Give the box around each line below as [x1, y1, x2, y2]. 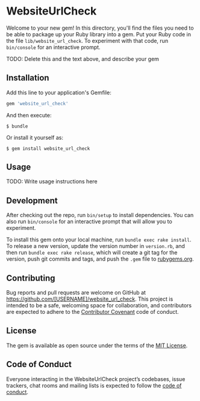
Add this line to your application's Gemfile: [6, 89, 111, 96]
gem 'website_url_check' [6, 100, 69, 106]
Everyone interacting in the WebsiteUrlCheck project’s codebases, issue [6, 375, 186, 382]
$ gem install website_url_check [6, 145, 90, 152]
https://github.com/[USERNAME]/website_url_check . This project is [6, 295, 173, 303]
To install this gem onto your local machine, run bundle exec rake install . [6, 236, 192, 243]
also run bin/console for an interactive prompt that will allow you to [6, 218, 173, 225]
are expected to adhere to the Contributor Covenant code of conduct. [6, 308, 179, 316]
